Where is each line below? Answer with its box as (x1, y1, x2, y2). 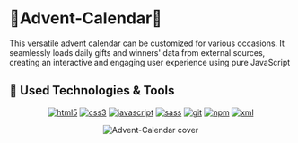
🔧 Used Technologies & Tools (9, 83, 175, 98)
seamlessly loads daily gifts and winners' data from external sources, (9, 47, 266, 58)
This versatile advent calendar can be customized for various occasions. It (9, 38, 285, 49)
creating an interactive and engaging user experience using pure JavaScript (9, 57, 291, 67)
